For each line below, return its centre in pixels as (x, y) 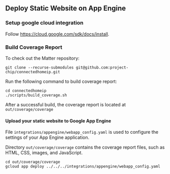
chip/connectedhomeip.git (33, 72)
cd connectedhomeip (26, 91)
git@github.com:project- (102, 67)
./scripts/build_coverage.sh (36, 95)
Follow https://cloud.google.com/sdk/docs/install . (57, 34)
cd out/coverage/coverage (33, 162)
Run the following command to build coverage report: (61, 81)
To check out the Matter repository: (42, 58)
